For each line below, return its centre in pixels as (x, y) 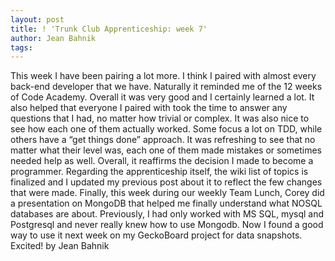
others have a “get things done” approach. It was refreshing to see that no (163, 140)
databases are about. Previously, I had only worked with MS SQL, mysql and (167, 214)
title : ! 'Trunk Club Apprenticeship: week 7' (109, 29)
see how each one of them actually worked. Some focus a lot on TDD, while (166, 129)
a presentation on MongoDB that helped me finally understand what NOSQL (166, 203)
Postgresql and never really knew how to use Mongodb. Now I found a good (167, 225)
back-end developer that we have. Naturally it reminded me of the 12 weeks (166, 87)
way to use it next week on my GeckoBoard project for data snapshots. (156, 235)
